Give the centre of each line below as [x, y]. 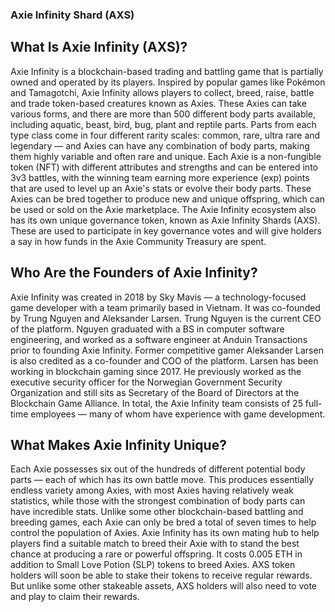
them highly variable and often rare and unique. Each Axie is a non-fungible [166, 156]
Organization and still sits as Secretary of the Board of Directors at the [155, 392]
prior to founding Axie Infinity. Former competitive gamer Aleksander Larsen [167, 350]
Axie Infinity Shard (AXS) [72, 15]
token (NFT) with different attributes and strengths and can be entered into [164, 167]
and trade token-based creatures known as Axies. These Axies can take [158, 103]
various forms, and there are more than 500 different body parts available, [163, 114]
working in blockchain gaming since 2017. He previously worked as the [156, 371]
